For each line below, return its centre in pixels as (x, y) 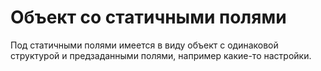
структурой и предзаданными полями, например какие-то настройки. (161, 55)
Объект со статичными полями (148, 17)
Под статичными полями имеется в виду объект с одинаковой (144, 45)
